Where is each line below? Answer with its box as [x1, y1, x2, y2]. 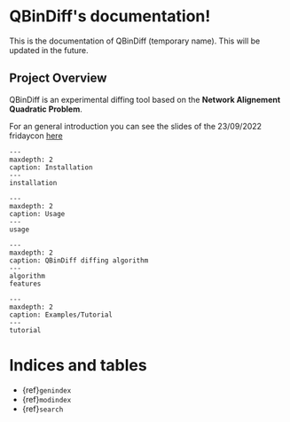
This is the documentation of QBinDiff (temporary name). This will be [9, 35, 261, 46]
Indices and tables [9, 355, 148, 375]
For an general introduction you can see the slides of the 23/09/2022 [9, 121, 263, 131]
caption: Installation [9, 162, 93, 172]
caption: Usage [9, 209, 66, 218]
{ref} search [21, 403, 64, 414]
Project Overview [9, 71, 107, 86]
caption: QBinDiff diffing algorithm [9, 255, 149, 265]
